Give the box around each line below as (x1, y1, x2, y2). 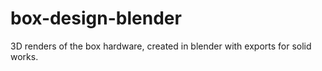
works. (10, 50, 39, 62)
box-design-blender (10, 7, 182, 30)
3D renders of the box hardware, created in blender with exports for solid (10, 40, 312, 52)
